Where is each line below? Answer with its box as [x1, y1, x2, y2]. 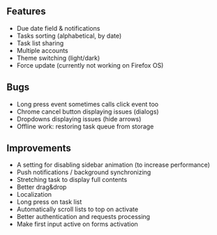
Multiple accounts [16, 46, 68, 54]
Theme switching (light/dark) [16, 54, 100, 62]
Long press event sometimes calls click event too [16, 100, 158, 108]
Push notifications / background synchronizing [16, 168, 151, 176]
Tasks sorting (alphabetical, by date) [16, 31, 122, 40]
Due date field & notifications [16, 24, 100, 32]
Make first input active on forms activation [16, 220, 139, 229]
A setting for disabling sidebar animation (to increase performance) [16, 160, 211, 169]
